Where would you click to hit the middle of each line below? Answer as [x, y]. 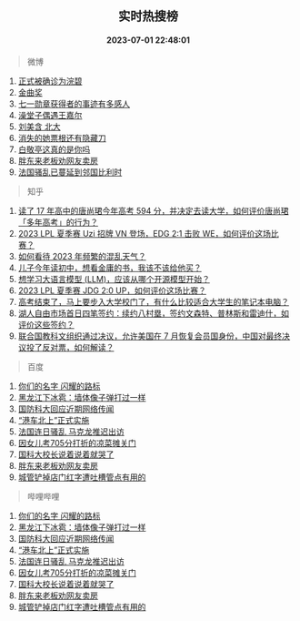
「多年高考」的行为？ [58, 222]
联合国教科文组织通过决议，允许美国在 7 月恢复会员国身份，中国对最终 [150, 336]
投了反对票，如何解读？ [70, 347]
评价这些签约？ [46, 324]
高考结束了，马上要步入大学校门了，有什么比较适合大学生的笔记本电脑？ [153, 301]
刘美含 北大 [39, 127]
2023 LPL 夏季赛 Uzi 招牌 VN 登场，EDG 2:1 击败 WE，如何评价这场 [144, 233]
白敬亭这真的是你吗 [54, 149]
